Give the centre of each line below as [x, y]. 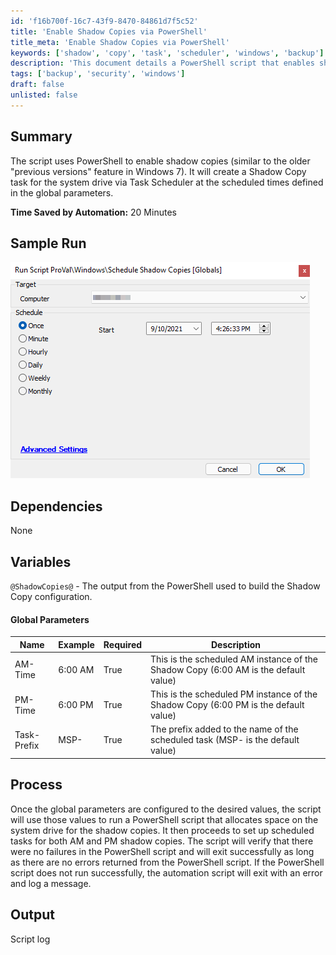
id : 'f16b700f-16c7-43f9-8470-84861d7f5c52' [104, 21]
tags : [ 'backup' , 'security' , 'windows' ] [98, 74]
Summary [41, 136]
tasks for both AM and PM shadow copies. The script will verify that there [162, 841]
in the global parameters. [62, 192]
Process [36, 785]
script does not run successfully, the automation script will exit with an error [166, 872]
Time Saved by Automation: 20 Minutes [93, 212]
